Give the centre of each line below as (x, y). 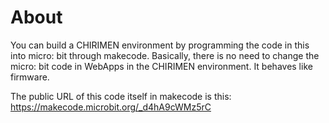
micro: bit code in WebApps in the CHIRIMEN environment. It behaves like (161, 66)
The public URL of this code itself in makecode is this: (121, 96)
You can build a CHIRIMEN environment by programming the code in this (160, 45)
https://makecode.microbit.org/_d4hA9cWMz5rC (111, 107)
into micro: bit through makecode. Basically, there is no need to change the (165, 55)
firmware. (30, 77)
